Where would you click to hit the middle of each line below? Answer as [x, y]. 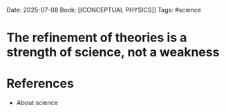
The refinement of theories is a [97, 38]
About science [37, 103]
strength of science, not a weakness [113, 53]
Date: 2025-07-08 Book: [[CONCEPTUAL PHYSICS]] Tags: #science [104, 10]
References [40, 83]
